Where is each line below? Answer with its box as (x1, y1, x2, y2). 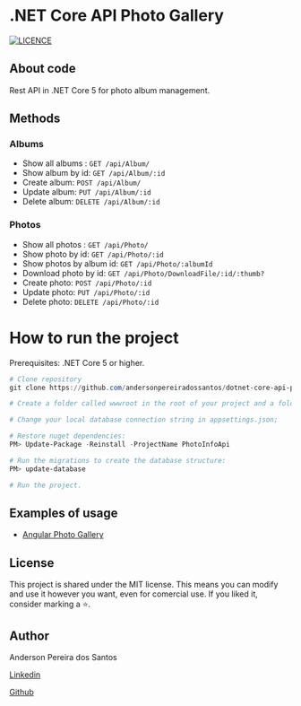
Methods (9, 111, 61, 126)
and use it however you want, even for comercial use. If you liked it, (9, 588, 258, 599)
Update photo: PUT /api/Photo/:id (21, 286, 150, 297)
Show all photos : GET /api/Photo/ (21, 239, 149, 249)
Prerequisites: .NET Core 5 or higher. (9, 357, 145, 368)
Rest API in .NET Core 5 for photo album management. (9, 84, 211, 95)
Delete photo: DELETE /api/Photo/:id (21, 296, 159, 307)
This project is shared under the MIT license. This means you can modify (9, 580, 279, 590)
